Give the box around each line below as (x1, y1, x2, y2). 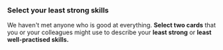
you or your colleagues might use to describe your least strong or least (7, 28, 212, 36)
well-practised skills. (7, 36, 69, 44)
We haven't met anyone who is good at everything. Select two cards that (7, 21, 216, 29)
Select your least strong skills (7, 5, 109, 15)
